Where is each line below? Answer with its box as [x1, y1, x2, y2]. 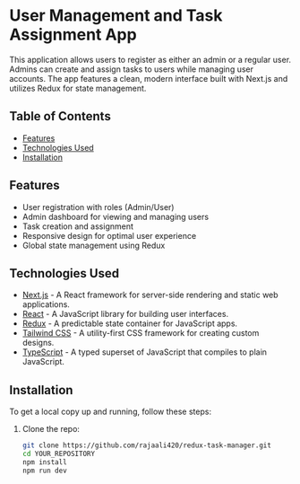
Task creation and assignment [21, 221, 134, 232]
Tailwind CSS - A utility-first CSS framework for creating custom [21, 328, 260, 339]
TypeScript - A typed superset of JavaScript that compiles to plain [21, 347, 267, 357]
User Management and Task [9, 5, 223, 26]
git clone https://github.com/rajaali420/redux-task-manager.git [21, 441, 271, 450]
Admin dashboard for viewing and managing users [21, 211, 209, 222]
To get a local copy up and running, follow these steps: [9, 406, 212, 418]
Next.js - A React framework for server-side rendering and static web [21, 289, 279, 301]
